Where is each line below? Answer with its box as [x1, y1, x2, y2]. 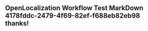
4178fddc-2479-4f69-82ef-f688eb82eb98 [5, 12, 140, 20]
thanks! [5, 19, 30, 28]
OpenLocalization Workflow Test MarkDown [5, 4, 144, 12]
